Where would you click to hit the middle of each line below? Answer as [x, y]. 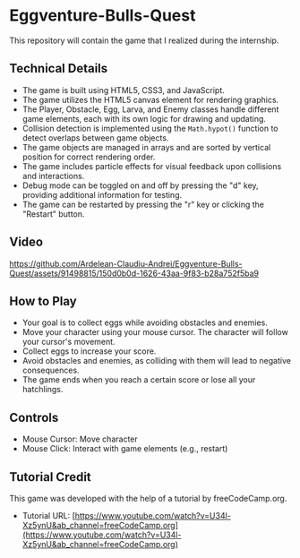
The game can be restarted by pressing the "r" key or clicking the [143, 204]
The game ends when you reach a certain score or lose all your [139, 380]
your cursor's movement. [69, 342]
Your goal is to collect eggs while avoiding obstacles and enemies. [145, 322]
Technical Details [59, 69]
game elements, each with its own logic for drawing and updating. [144, 118]
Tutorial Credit [50, 477]
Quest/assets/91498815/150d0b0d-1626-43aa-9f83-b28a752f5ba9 [134, 273]
